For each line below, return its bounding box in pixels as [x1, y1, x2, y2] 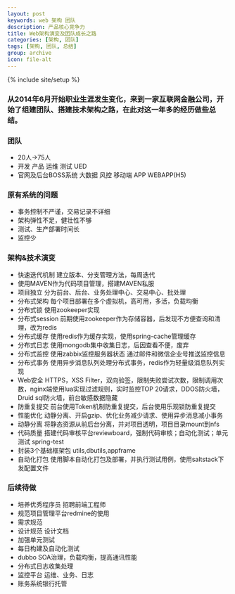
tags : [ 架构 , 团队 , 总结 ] [7, 43, 77, 50]
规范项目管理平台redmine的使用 [17, 509, 110, 517]
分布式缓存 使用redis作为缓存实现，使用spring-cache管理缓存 [17, 332, 196, 340]
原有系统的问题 [7, 190, 58, 200]
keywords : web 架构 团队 [7, 17, 76, 24]
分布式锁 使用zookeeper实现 [17, 305, 100, 314]
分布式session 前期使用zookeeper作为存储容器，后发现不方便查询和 [17, 314, 215, 323]
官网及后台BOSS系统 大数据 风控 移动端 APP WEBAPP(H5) [17, 170, 186, 179]
